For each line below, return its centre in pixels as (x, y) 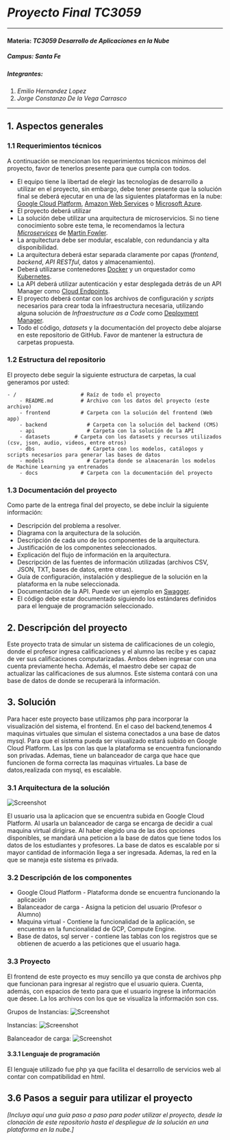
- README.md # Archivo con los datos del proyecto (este (115, 401)
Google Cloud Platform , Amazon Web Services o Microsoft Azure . (110, 203)
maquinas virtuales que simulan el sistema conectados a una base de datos (114, 733)
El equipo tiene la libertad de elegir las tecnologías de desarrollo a (110, 181)
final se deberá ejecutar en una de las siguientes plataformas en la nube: (119, 196)
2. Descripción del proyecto (67, 628)
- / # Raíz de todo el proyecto (84, 394)
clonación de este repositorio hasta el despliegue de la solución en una (108, 1122)
